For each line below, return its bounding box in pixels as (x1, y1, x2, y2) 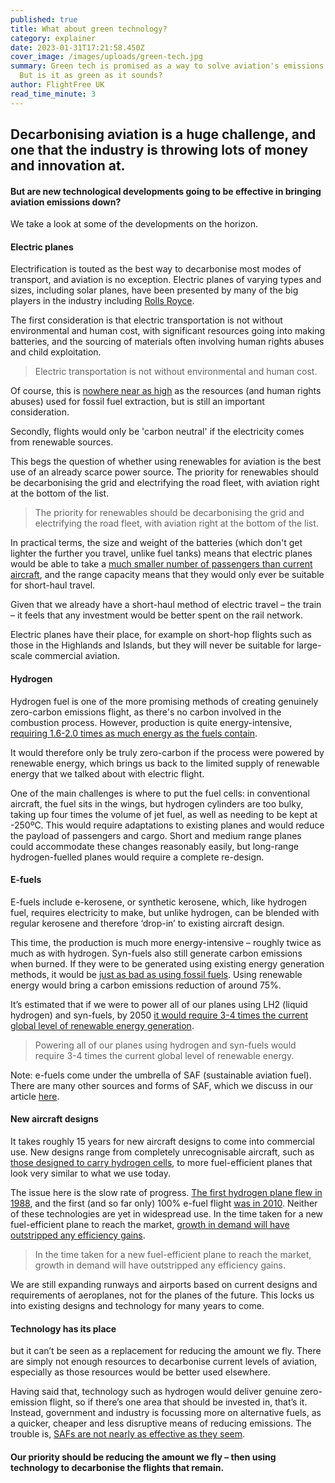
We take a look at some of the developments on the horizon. (10, 218, 259, 230)
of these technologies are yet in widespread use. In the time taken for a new (10, 1208, 324, 1220)
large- (296, 639, 322, 651)
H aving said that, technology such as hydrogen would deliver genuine (10, 1386, 298, 1398)
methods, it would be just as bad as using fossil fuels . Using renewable (10, 968, 303, 980)
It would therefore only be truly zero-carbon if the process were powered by (10, 746, 325, 758)
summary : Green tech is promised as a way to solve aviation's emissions (10, 61, 325, 71)
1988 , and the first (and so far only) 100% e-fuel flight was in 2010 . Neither (10, 1197, 318, 1210)
